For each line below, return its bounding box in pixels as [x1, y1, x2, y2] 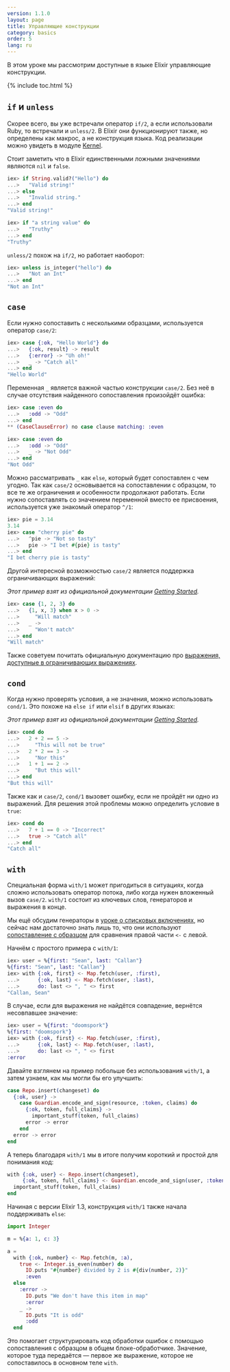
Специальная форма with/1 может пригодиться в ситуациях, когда [7, 881, 204, 889]
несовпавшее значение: [7, 1009, 78, 1017]
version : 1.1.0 [7, 10, 51, 17]
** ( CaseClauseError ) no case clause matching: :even [7, 423, 164, 430]
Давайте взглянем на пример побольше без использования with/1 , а [7, 1066, 210, 1074]
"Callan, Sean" [7, 989, 51, 996]
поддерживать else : [7, 1210, 66, 1218]
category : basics [7, 29, 57, 36]
